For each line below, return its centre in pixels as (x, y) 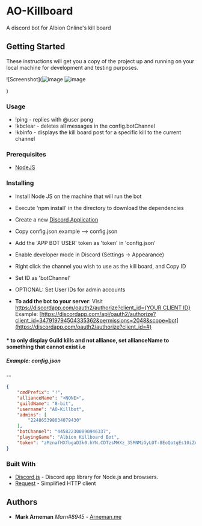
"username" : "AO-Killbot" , (51, 409)
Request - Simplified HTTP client (55, 483)
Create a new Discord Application (57, 219)
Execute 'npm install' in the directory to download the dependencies (99, 208)
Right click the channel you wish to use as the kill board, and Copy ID (100, 266)
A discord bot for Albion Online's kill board (59, 28)
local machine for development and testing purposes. (72, 67)
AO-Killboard (40, 11)
